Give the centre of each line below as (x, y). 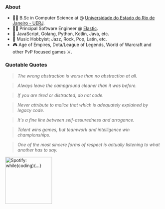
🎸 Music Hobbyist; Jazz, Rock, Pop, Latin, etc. (60, 39)
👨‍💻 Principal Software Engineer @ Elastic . (55, 28)
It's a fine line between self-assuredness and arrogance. (76, 120)
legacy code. (31, 110)
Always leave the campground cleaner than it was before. (77, 85)
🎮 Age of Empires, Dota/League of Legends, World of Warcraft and (82, 45)
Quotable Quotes (26, 65)
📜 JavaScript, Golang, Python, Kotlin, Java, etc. (61, 34)
